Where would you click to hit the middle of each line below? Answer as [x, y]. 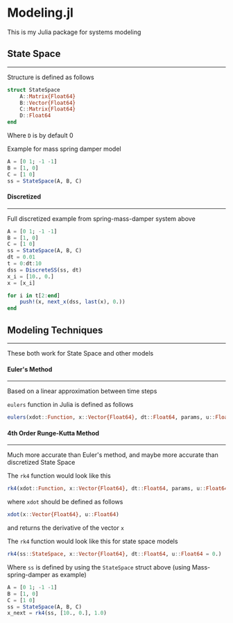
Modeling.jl [41, 13]
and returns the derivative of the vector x [66, 528]
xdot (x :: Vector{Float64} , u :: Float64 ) [63, 515]
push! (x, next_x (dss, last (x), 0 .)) [73, 302]
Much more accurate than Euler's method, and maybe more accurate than [113, 455]
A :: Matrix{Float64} [48, 96]
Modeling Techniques [55, 330]
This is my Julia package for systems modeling [74, 32]
